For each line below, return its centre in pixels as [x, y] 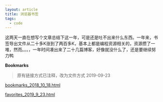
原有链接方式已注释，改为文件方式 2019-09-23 [64, 75]
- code [16, 23]
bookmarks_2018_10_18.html [33, 85]
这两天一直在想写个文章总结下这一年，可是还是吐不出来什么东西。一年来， [79, 37]
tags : [10, 18]
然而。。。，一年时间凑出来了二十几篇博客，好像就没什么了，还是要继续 [82, 50]
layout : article [21, 9]
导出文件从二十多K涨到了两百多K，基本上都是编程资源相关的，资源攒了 [80, 44]
